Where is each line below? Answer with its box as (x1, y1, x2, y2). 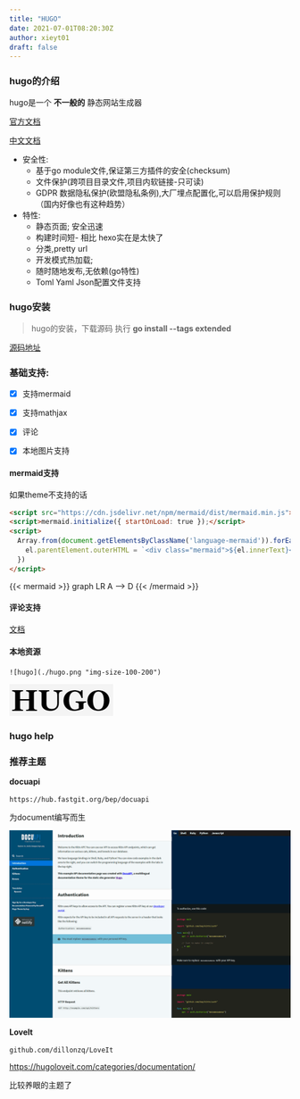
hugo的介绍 (9, 75, 60, 87)
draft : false (9, 43, 58, 52)
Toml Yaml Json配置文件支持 (35, 277, 141, 287)
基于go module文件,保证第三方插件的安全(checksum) (35, 165, 230, 176)
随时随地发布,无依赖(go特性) (35, 265, 140, 276)
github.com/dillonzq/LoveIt (9, 1045, 114, 1055)
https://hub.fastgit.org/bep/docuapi (9, 795, 150, 804)
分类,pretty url (35, 243, 87, 254)
